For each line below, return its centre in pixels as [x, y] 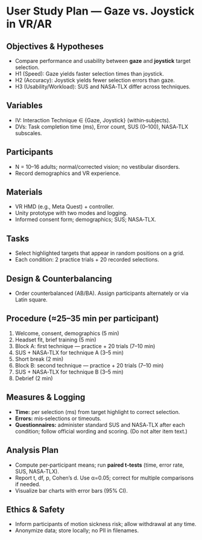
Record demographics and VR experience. [68, 173]
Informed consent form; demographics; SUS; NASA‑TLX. [86, 220]
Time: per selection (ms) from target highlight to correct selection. [97, 412]
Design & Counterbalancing [59, 279]
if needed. [28, 484]
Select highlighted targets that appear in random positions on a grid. [100, 253]
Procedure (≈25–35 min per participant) [83, 319]
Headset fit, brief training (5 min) [55, 340]
